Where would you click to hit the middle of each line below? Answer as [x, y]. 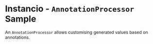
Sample [21, 19]
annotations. [17, 37]
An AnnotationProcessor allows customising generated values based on [76, 32]
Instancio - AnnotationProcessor [70, 9]
